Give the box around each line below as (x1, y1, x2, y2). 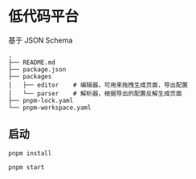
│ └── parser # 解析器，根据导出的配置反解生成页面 (8, 89, 182, 97)
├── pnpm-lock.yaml (8, 96, 74, 104)
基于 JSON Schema (8, 35, 73, 45)
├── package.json (8, 65, 67, 73)
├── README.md (8, 58, 56, 67)
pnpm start (8, 163, 45, 171)
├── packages (8, 72, 52, 80)
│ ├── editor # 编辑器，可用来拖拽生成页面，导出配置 (8, 81, 189, 89)
